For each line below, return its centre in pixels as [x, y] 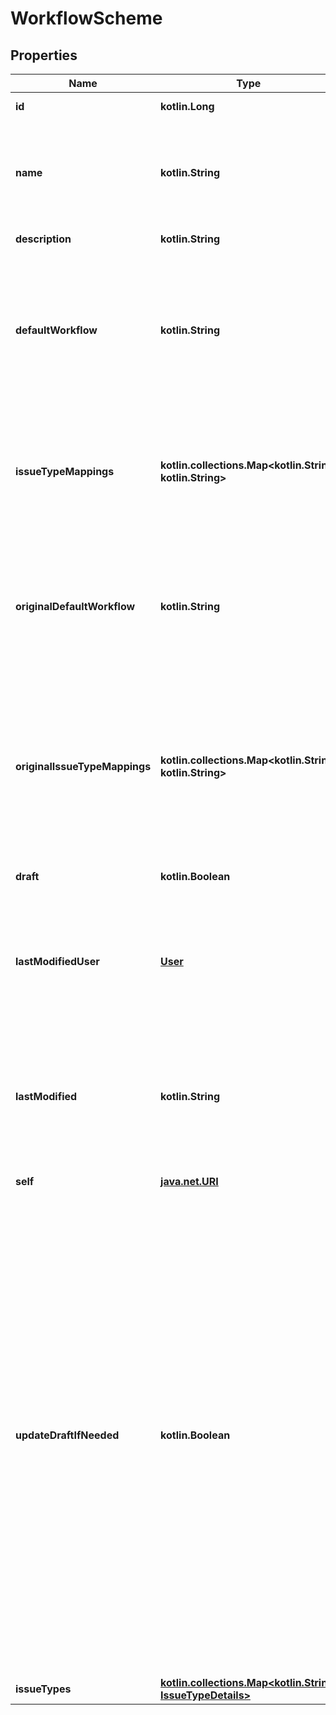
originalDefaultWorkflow [75, 606]
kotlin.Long [187, 106]
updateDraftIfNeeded [67, 1435]
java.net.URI [189, 1181]
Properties [44, 55]
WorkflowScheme [86, 18]
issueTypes [43, 1689]
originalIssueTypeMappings [83, 766]
